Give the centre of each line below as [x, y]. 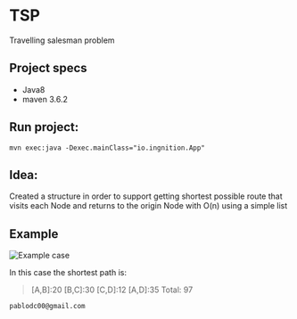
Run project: [44, 127]
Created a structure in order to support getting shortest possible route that [146, 196]
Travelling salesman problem [62, 40]
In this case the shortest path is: [68, 273]
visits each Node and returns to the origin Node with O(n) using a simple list [148, 206]
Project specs [48, 68]
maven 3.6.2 [45, 99]
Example [34, 234]
